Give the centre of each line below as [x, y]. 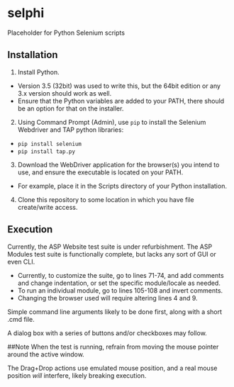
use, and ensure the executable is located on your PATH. [100, 172]
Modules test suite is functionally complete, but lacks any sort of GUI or [112, 254]
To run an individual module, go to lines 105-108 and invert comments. [120, 290]
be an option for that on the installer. [71, 108]
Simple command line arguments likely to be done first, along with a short [115, 312]
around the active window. [46, 354]
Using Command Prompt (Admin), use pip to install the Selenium [112, 122]
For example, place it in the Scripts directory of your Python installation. [122, 186]
